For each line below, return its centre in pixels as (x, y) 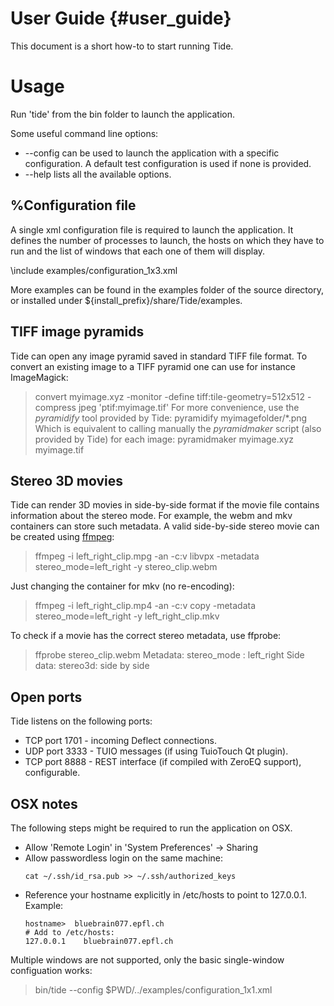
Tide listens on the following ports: (81, 721)
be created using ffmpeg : (62, 537)
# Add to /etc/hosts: (69, 932)
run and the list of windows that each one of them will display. (138, 251)
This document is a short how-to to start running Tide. (122, 46)
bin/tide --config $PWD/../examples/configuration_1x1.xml (153, 989)
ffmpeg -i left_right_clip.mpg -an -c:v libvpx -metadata (147, 556)
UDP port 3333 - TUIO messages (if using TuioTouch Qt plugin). (156, 751)
